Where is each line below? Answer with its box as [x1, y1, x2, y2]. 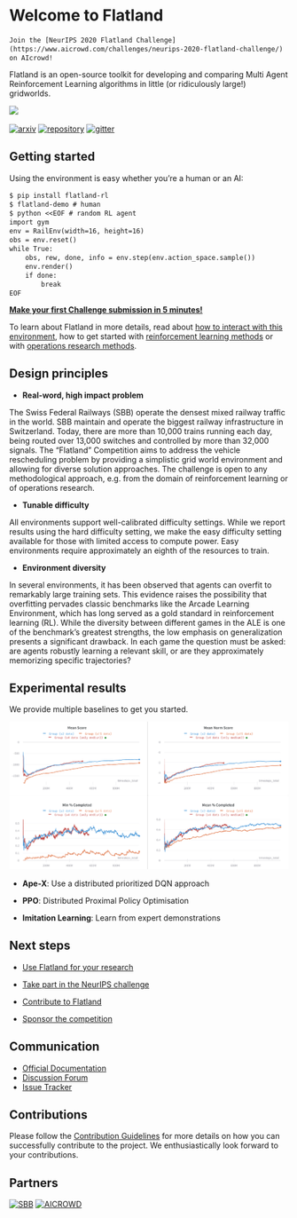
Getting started [9, 149, 96, 164]
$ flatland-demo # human [9, 200, 101, 209]
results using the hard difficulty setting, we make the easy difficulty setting [9, 526, 282, 537]
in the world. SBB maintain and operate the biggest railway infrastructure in [9, 416, 284, 427]
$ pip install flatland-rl [9, 191, 109, 200]
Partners [9, 1175, 59, 1190]
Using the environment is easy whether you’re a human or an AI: [9, 172, 244, 183]
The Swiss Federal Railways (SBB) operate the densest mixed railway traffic [9, 407, 286, 417]
